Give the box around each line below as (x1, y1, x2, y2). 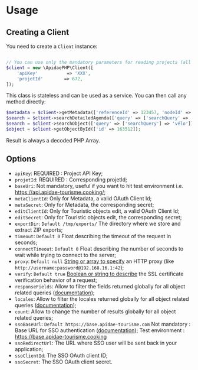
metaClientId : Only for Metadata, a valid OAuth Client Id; (14, 194, 152, 202)
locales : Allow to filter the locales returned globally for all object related (14, 295, 189, 302)
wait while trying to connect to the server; (14, 251, 117, 258)
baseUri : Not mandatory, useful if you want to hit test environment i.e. (14, 182, 184, 189)
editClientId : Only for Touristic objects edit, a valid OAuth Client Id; (14, 207, 180, 215)
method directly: (6, 98, 46, 105)
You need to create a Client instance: (6, 43, 98, 50)
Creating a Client (6, 27, 70, 37)
